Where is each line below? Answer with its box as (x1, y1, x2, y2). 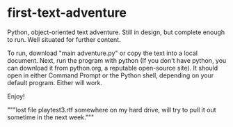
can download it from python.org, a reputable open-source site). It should (7, 63, 218, 72)
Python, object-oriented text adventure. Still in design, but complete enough (7, 28, 225, 36)
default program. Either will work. (7, 78, 103, 87)
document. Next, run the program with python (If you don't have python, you (7, 56, 227, 64)
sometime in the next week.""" (7, 113, 95, 121)
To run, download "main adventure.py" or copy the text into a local (7, 49, 198, 57)
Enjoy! (7, 92, 26, 100)
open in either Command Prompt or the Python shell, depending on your (7, 71, 214, 80)
